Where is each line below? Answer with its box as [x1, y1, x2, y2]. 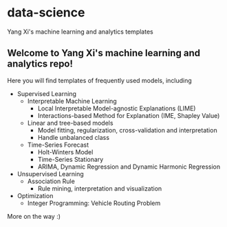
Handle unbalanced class [37, 133, 110, 141]
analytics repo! [7, 58, 74, 70]
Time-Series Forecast [27, 141, 89, 149]
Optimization [17, 191, 54, 200]
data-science [7, 5, 85, 21]
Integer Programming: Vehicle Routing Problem [27, 199, 161, 207]
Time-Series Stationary [37, 155, 104, 163]
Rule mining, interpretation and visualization [37, 184, 162, 193]
